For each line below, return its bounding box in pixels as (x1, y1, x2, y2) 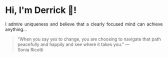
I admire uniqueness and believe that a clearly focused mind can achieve (5, 21, 163, 27)
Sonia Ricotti (17, 46, 43, 52)
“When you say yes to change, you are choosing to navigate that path (17, 36, 161, 42)
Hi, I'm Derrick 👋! (5, 4, 76, 16)
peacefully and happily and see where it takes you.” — (17, 41, 130, 47)
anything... (5, 26, 27, 32)
